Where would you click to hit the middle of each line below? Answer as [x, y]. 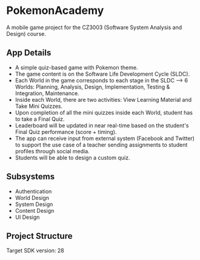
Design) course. [26, 33]
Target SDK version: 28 [35, 251]
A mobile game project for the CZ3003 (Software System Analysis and [94, 27]
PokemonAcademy [55, 11]
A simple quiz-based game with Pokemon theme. [76, 67]
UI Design [27, 217]
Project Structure [39, 236]
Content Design [35, 210]
